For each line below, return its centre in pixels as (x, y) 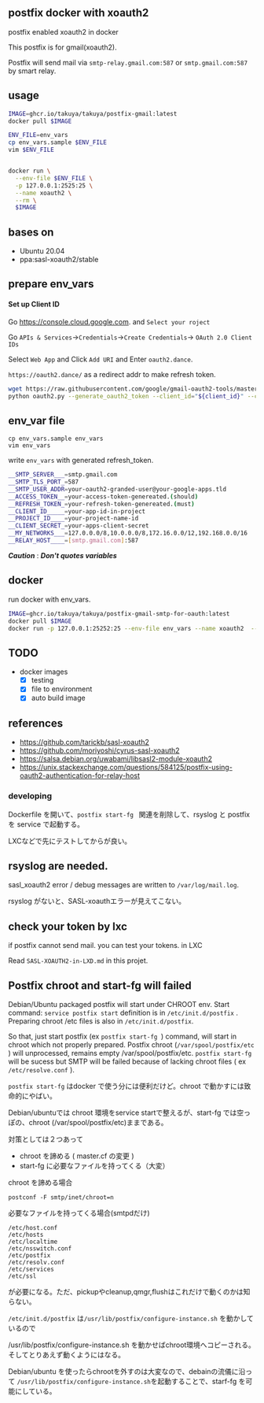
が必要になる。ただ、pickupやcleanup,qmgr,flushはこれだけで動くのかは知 (129, 1291)
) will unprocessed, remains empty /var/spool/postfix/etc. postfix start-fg (130, 1053)
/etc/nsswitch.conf (40, 1248)
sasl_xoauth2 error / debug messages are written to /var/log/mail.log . (124, 885)
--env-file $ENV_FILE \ (54, 178)
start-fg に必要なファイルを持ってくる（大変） (94, 1165)
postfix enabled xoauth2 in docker (64, 31)
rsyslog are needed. (58, 866)
